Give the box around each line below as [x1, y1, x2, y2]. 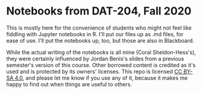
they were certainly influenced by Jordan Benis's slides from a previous [6, 55, 185, 62]
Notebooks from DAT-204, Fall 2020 [6, 4, 192, 18]
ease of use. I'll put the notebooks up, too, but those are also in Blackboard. [6, 37, 195, 44]
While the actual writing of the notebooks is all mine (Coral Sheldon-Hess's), [6, 48, 197, 55]
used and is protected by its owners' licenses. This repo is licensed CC [6, 67, 183, 75]
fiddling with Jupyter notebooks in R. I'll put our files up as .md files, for [6, 30, 184, 37]
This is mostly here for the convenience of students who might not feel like [6, 24, 192, 31]
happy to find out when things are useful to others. [6, 80, 133, 88]
